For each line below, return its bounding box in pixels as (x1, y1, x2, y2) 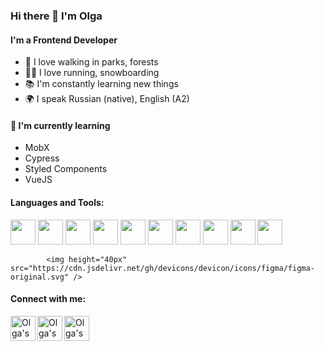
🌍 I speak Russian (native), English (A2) (24, 93, 190, 105)
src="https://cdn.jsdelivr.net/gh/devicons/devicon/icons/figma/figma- (10, 263, 315, 273)
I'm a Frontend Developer (10, 34, 118, 46)
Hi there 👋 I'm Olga (10, 9, 103, 23)
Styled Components (24, 163, 108, 175)
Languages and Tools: (10, 196, 105, 208)
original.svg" (10, 272, 70, 282)
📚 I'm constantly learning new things (24, 78, 179, 90)
